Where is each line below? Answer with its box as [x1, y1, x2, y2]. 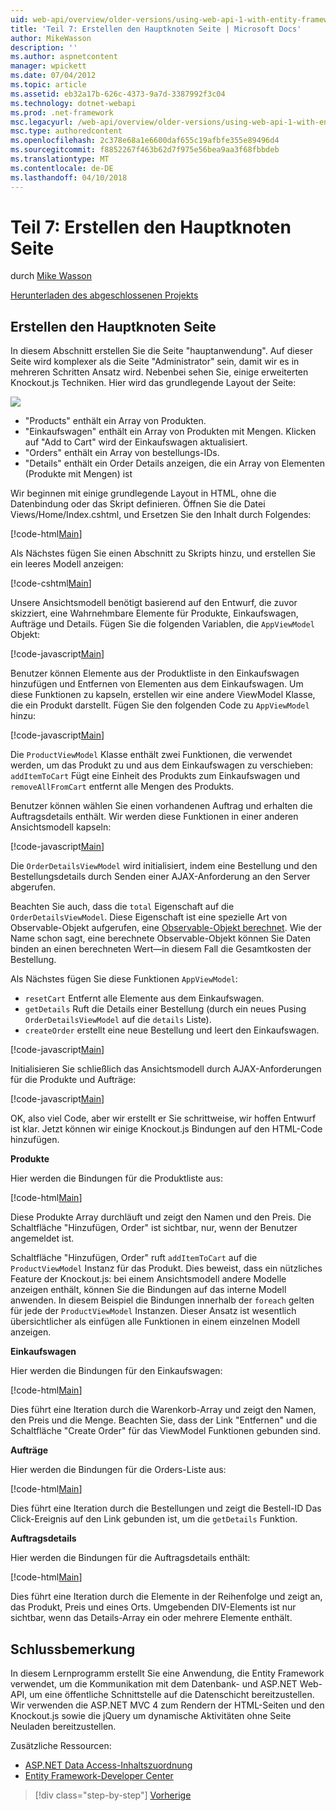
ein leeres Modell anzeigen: [10, 558, 124, 570]
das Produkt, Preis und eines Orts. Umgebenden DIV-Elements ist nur [10, 1601, 297, 1613]
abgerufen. [10, 881, 56, 893]
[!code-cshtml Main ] [10, 577, 92, 590]
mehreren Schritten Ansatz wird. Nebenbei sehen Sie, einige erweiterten [10, 366, 309, 378]
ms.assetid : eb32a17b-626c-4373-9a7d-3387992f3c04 [10, 89, 226, 99]
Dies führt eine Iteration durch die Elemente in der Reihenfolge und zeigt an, [10, 1591, 323, 1603]
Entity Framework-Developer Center [24, 1770, 174, 1782]
